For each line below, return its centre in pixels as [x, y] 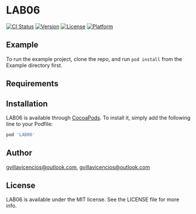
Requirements [32, 84]
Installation [27, 103]
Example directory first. [34, 65]
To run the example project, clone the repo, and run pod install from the [94, 59]
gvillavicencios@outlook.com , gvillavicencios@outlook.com [78, 167]
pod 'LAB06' [20, 135]
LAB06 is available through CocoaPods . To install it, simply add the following [98, 117]
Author [19, 153]
